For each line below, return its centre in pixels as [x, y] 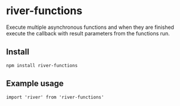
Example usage [35, 84]
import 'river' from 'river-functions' [55, 97]
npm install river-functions [42, 65]
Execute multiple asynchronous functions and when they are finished [90, 27]
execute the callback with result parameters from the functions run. [88, 33]
